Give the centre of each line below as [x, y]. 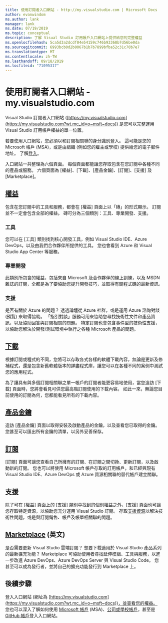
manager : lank [20, 24]
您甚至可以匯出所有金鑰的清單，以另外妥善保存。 [55, 432]
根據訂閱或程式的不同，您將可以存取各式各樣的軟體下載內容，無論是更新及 [82, 359]
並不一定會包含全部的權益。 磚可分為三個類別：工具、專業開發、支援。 [78, 213]
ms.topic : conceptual [28, 33]
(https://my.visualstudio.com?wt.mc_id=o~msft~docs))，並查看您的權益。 [81, 603]
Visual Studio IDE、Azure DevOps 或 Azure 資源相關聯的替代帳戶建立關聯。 [83, 475]
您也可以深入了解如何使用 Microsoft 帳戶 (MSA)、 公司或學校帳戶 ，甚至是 [80, 609]
